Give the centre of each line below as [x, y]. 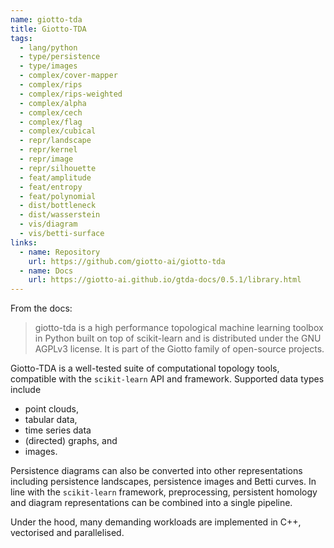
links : [24, 242]
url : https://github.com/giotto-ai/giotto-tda [127, 261]
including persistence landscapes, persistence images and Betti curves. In [163, 482]
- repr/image [46, 159]
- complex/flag [51, 122]
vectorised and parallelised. [67, 533]
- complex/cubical [58, 131]
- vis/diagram [48, 224]
